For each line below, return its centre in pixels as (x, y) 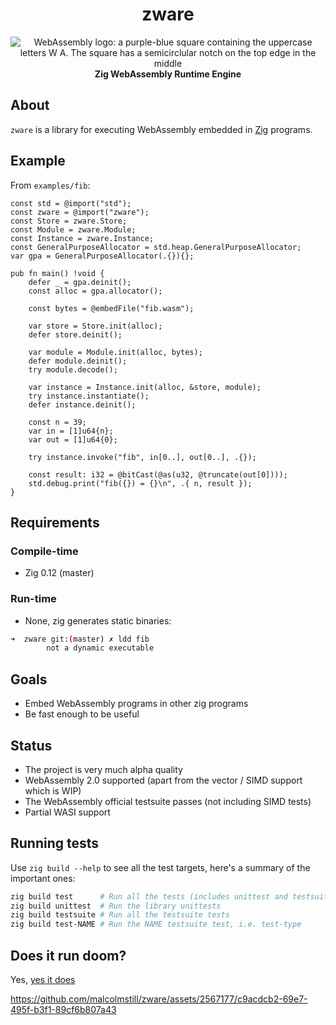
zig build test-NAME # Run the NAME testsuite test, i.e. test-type (156, 924)
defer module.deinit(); (78, 361)
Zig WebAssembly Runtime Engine (168, 74)
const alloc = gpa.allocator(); (95, 291)
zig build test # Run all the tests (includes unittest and (149, 896)
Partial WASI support (67, 812)
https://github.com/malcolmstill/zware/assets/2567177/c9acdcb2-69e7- (159, 999)
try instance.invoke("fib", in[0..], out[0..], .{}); (142, 457)
